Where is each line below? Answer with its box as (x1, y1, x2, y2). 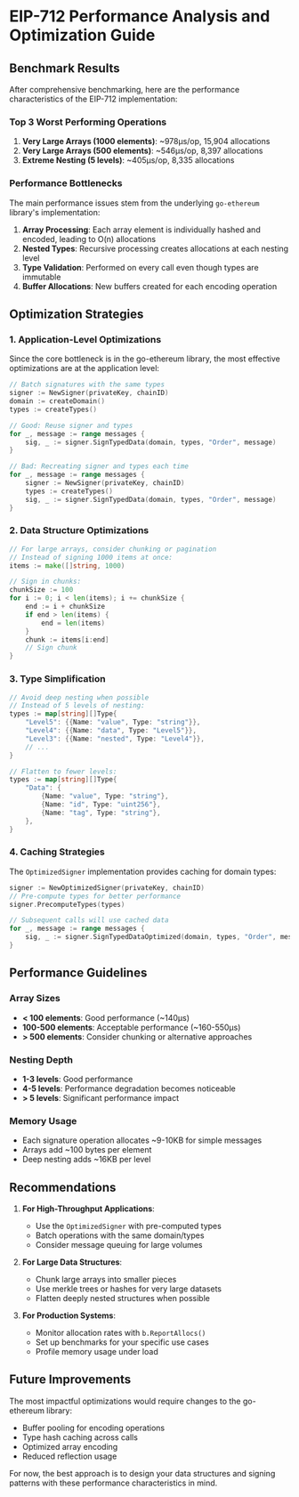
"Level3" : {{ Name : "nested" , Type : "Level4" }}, (25, 734, 205, 743)
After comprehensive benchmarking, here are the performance (9, 85, 240, 94)
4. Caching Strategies (9, 846, 105, 858)
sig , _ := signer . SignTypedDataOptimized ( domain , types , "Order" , (25, 933, 277, 942)
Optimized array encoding (21, 1441, 118, 1452)
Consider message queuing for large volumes (35, 1240, 203, 1250)
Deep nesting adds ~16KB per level (21, 1154, 151, 1165)
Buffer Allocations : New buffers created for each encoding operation (21, 280, 278, 291)
